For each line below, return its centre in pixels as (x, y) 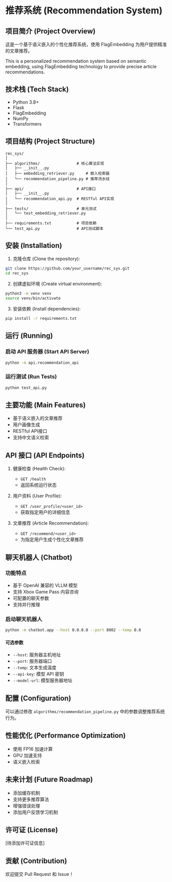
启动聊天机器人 (24, 619)
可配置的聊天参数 (31, 598)
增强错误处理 (26, 806)
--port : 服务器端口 (32, 661)
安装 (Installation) (34, 246)
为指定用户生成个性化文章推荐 (52, 540)
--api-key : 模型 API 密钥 (38, 674)
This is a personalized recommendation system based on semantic (76, 61)
